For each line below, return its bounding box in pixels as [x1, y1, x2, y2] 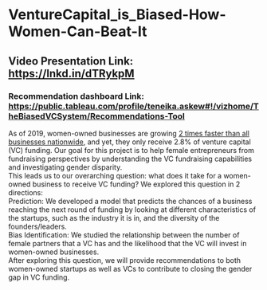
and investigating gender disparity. [8, 162, 123, 172]
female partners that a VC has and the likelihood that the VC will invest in [8, 238, 247, 248]
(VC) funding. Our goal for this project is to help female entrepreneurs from [8, 145, 255, 155]
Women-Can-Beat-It [8, 22, 147, 41]
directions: [8, 187, 44, 197]
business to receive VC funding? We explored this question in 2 [32, 179, 241, 189]
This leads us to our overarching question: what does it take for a [8, 170, 222, 180]
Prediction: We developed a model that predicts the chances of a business [8, 196, 253, 206]
